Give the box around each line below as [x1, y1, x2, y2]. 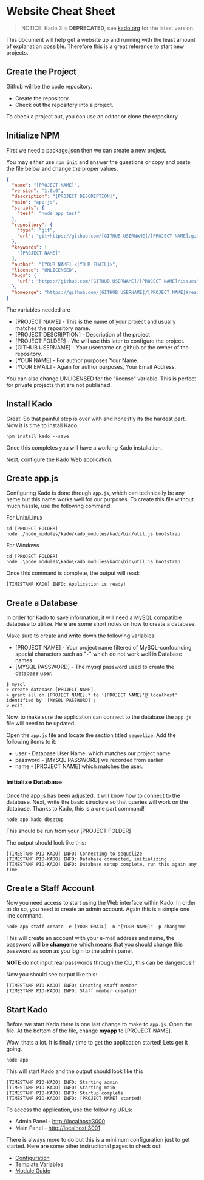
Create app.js [6, 473, 59, 484]
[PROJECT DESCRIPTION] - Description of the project [15, 331, 151, 338]
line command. [6, 912, 44, 919]
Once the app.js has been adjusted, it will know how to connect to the [6, 792, 180, 799]
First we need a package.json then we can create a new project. [6, 146, 167, 154]
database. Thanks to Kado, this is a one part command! [6, 804, 144, 812]
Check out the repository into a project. [15, 101, 114, 108]
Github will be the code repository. [6, 83, 93, 90]
